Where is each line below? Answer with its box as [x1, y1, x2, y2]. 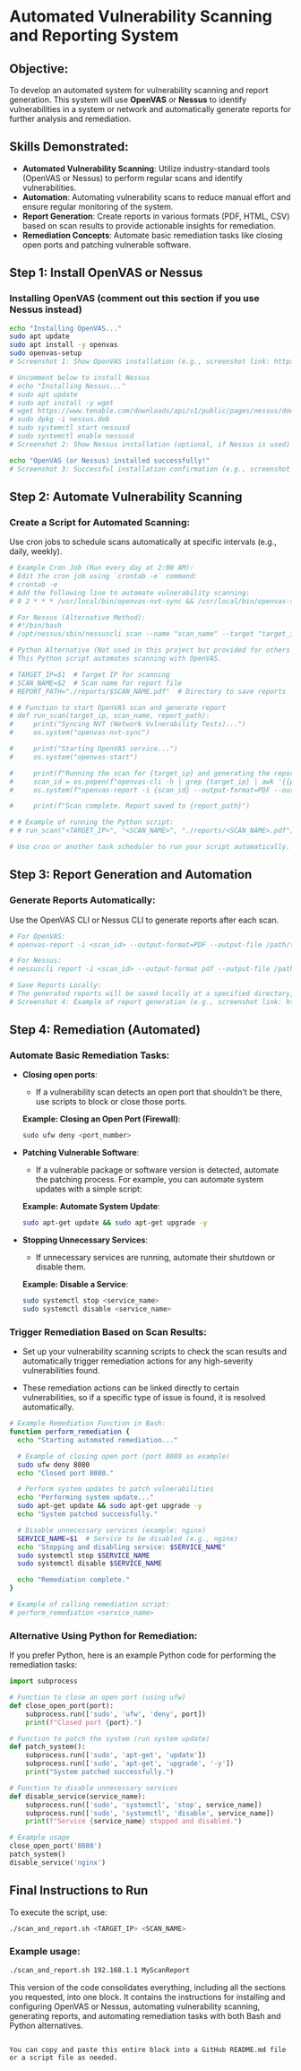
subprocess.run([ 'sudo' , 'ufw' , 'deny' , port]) [25, 1710, 206, 1719]
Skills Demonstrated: [9, 139, 129, 154]
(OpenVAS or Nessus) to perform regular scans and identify [21, 172, 244, 183]
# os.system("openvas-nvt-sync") [9, 728, 150, 737]
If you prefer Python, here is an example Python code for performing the [9, 1650, 276, 1660]
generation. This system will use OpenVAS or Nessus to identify [9, 94, 247, 105]
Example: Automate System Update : [21, 1201, 160, 1212]
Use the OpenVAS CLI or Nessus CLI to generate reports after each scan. [9, 914, 279, 925]
